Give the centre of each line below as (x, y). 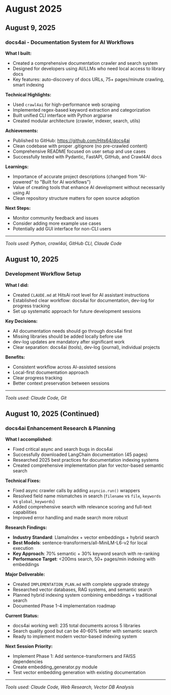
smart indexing (28, 85)
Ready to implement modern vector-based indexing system (75, 636)
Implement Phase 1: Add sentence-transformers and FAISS (74, 656)
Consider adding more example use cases (57, 223)
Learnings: (17, 167)
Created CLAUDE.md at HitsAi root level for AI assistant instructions (81, 295)
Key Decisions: (22, 321)
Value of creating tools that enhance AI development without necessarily (89, 187)
